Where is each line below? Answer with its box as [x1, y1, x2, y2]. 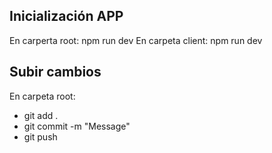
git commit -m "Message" [23, 120, 131, 132]
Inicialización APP [9, 8, 124, 25]
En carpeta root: [9, 90, 76, 102]
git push [23, 130, 58, 143]
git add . [23, 109, 59, 121]
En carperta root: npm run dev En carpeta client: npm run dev [9, 34, 263, 46]
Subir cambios [9, 64, 102, 81]
